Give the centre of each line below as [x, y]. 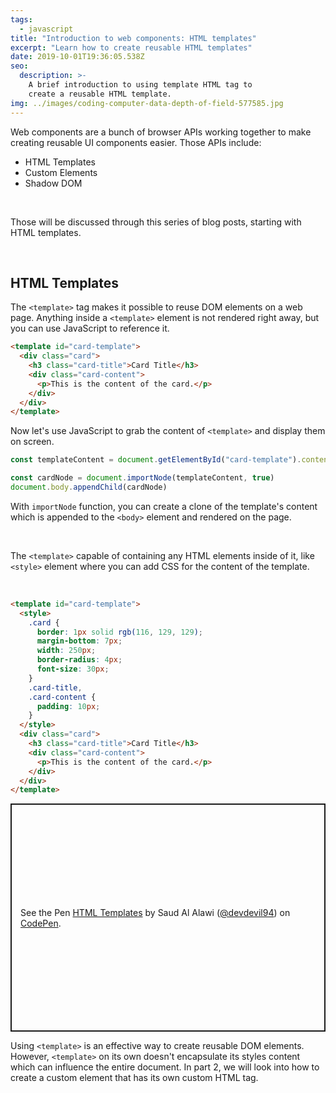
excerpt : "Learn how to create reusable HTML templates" [131, 47]
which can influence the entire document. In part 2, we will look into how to [165, 1067]
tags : [21, 19]
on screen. [32, 442]
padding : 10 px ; [68, 706]
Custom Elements [61, 172]
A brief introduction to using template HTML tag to [140, 85]
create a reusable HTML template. [100, 94]
